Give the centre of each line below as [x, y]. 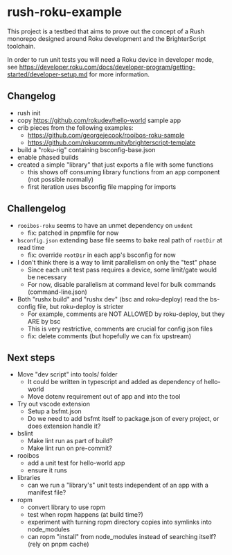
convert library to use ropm [66, 507]
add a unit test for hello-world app [76, 463]
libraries [29, 478]
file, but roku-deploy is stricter [80, 306]
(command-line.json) [57, 292]
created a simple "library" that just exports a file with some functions [115, 165]
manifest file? [47, 492]
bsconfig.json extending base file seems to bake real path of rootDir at [120, 240]
